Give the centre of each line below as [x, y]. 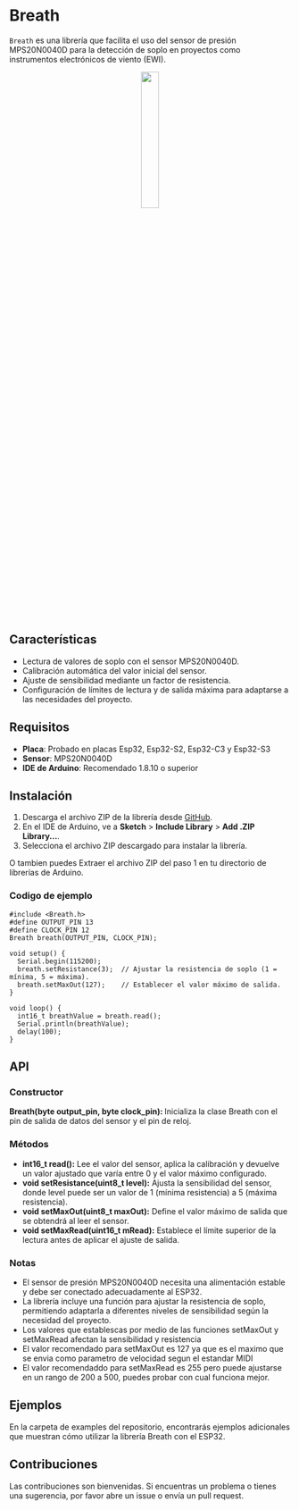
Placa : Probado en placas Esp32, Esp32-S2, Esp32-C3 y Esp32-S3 [146, 749]
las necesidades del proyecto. [77, 699]
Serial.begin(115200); [59, 961]
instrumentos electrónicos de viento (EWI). [88, 59]
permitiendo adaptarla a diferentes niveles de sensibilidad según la [145, 1311]
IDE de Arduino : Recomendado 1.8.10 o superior [110, 768]
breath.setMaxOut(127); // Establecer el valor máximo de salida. [149, 985]
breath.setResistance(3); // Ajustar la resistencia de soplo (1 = [147, 969]
